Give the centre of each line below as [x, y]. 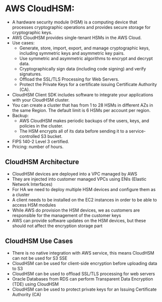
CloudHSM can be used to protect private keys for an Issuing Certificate [84, 289]
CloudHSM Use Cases [39, 241]
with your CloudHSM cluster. [41, 100]
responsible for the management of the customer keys [67, 215]
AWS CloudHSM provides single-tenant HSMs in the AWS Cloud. [77, 38]
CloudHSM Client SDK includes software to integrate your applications [82, 95]
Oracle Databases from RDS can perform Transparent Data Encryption [82, 279]
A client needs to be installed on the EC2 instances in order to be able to [84, 200]
